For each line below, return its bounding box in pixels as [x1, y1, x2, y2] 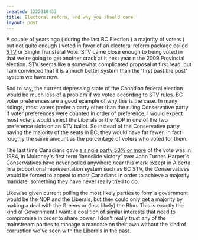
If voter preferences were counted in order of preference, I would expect [6, 110, 183, 117]
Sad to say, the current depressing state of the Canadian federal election [6, 85, 183, 92]
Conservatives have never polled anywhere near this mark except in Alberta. [6, 159, 192, 166]
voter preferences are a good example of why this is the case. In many [6, 98, 178, 105]
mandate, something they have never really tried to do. [6, 178, 139, 185]
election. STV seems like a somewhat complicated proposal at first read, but [6, 61, 192, 68]
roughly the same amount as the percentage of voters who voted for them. [6, 135, 188, 142]
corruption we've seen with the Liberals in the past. [6, 227, 131, 234]
